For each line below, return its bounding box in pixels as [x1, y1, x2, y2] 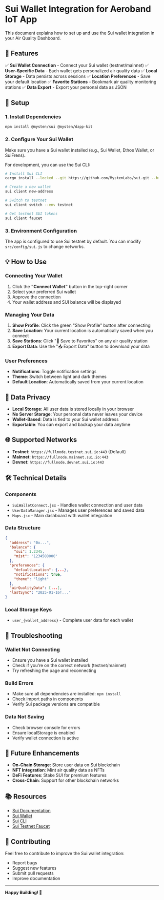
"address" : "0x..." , [9, 540, 51, 545]
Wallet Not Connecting [5, 646, 60, 653]
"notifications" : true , [14, 572, 62, 577]
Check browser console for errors [12, 724, 81, 731]
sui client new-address [5, 189, 54, 194]
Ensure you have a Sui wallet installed [12, 657, 88, 663]
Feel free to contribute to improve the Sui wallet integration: [5, 851, 124, 857]
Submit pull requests [12, 870, 54, 876]
